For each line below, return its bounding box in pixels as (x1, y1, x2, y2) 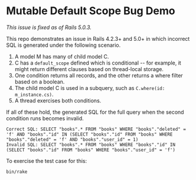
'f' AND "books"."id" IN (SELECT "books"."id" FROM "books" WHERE (6, 131, 173, 137)
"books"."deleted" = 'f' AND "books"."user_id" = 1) (6, 136, 139, 143)
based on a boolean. (14, 78, 65, 85)
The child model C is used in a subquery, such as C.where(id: (14, 84, 165, 91)
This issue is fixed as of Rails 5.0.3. (6, 24, 92, 31)
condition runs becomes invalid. (6, 114, 84, 122)
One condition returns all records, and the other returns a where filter (14, 72, 183, 79)
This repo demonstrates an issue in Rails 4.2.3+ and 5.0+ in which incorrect (6, 35, 190, 42)
